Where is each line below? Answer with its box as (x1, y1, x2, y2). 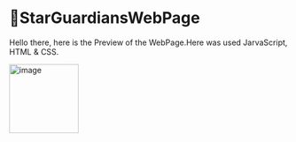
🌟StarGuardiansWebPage (9, 8, 201, 28)
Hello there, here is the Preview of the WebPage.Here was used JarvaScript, (9, 37, 288, 48)
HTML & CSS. (9, 46, 59, 56)
